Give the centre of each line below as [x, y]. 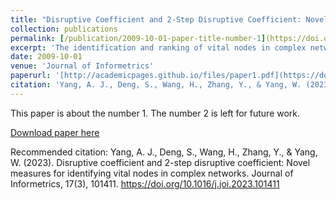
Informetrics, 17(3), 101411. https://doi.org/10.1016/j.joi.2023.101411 [145, 183]
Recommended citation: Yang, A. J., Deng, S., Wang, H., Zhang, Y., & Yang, [164, 152]
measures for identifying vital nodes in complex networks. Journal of [152, 173]
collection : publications [64, 29]
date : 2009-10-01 [46, 57]
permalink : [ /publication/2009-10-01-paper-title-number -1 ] [138, 38]
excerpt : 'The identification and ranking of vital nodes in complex [158, 47]
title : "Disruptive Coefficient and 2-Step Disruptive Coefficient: [156, 19]
